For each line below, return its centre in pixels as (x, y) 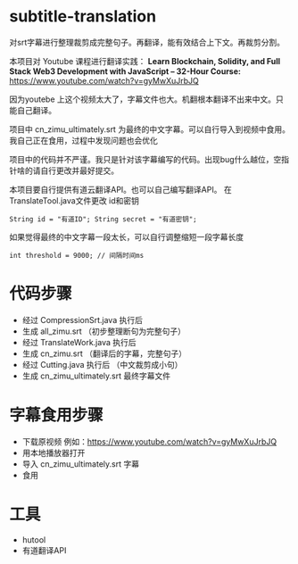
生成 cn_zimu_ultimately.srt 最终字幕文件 (96, 376)
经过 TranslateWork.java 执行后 (79, 342)
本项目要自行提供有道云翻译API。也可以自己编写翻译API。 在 (120, 189)
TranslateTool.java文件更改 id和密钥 (74, 200)
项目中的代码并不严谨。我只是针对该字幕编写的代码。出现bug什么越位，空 (145, 159)
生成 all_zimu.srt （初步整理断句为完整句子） (103, 331)
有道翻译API (44, 550)
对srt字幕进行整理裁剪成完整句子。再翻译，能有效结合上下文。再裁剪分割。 (147, 42)
